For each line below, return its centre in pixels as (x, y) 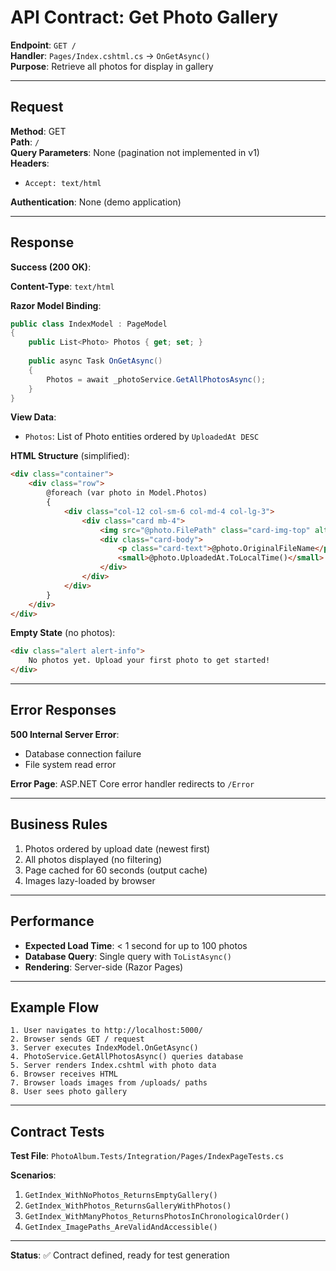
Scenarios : (33, 1175)
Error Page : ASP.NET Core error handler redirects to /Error (132, 783)
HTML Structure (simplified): (70, 456)
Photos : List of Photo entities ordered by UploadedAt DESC (142, 437)
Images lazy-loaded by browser (90, 880)
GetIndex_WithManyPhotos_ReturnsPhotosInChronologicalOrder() (157, 1217)
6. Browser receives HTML (64, 1074)
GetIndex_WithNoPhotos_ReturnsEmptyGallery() (121, 1196)
